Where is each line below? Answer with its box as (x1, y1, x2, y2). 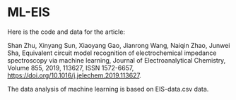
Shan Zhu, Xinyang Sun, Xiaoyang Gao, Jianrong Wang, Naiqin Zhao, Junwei (7, 41, 230, 49)
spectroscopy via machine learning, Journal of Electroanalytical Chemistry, (7, 56, 226, 64)
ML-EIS (7, 4, 51, 20)
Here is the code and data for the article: (7, 27, 126, 36)
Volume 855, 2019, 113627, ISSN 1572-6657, (7, 63, 134, 72)
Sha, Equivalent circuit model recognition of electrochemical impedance (7, 49, 217, 57)
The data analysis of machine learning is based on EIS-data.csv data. (7, 85, 209, 93)
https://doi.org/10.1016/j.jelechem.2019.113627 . (7, 71, 141, 80)
